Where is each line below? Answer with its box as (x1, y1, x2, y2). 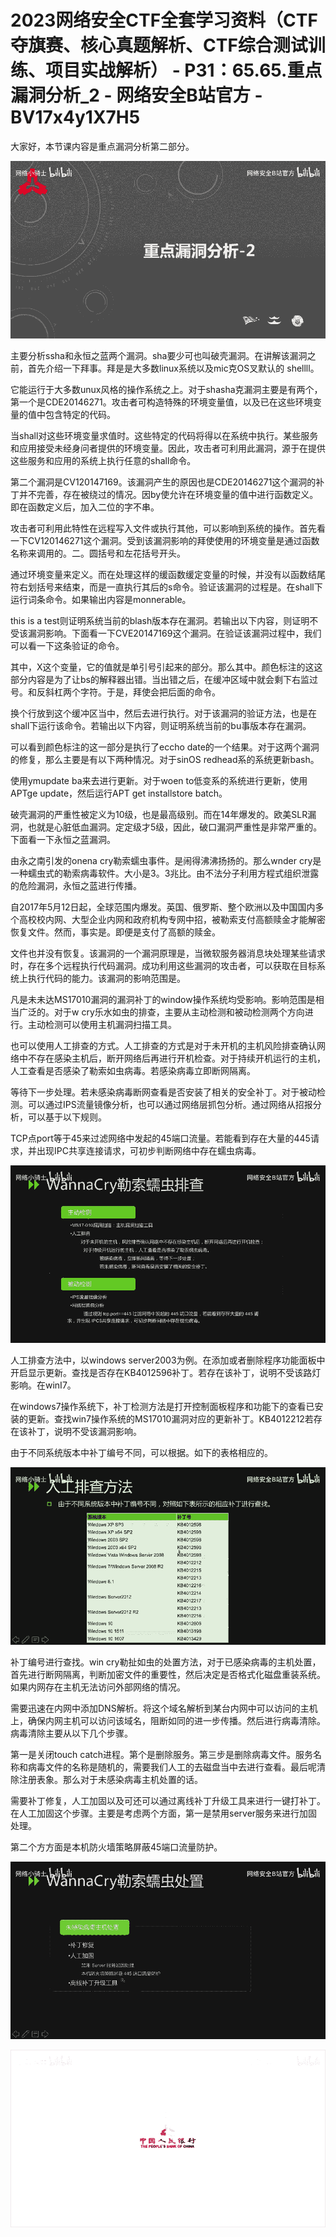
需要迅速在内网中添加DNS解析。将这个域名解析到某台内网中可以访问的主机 (10, 1702, 318, 1714)
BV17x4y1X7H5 (10, 106, 141, 129)
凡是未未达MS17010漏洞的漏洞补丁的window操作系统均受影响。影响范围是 (10, 993, 316, 1005)
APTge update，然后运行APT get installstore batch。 (10, 787, 228, 799)
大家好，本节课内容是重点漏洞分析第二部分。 (10, 140, 195, 152)
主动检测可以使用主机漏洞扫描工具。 (27, 1018, 177, 1030)
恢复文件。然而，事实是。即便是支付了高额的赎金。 (10, 926, 221, 938)
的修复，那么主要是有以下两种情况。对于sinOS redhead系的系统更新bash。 (10, 753, 320, 765)
